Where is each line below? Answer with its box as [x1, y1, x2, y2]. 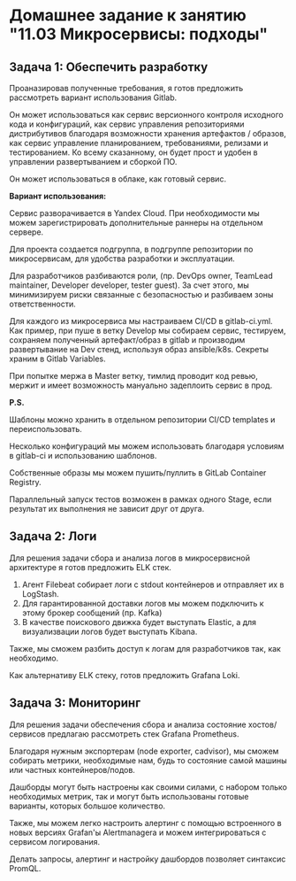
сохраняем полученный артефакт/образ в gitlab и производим [9, 335, 246, 345]
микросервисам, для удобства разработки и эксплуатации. [9, 253, 236, 264]
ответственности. [9, 298, 77, 309]
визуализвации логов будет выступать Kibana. [21, 626, 198, 637]
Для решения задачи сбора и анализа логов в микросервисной [9, 553, 250, 563]
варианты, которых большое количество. [9, 800, 166, 811]
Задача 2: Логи [9, 529, 97, 545]
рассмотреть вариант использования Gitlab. [9, 92, 178, 103]
